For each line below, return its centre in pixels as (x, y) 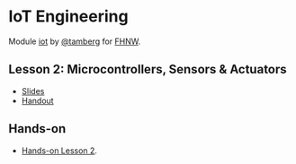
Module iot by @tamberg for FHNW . (75, 41)
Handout (38, 100)
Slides (33, 91)
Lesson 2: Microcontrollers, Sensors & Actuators (148, 69)
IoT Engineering (68, 17)
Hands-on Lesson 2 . (59, 151)
